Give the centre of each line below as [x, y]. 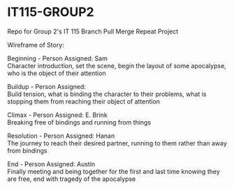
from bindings [27, 150]
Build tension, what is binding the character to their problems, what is [107, 94]
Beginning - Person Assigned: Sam [58, 58]
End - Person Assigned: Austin [51, 164]
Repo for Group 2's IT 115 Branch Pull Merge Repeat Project [93, 31]
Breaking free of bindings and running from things [79, 122]
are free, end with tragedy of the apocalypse [72, 179]
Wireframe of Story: [36, 45]
